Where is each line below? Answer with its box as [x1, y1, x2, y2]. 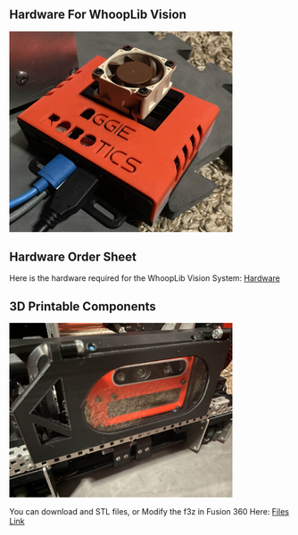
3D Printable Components [9, 299, 156, 314]
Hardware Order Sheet [9, 249, 137, 264]
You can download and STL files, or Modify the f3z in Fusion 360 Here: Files [9, 506, 290, 516]
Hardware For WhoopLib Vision [9, 7, 187, 22]
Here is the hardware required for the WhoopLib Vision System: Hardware [9, 273, 281, 284]
